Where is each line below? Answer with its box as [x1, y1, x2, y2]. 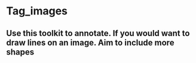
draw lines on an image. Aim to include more [6, 37, 174, 47]
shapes [6, 47, 35, 57]
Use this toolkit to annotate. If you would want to [6, 28, 190, 38]
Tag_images [6, 4, 68, 18]
